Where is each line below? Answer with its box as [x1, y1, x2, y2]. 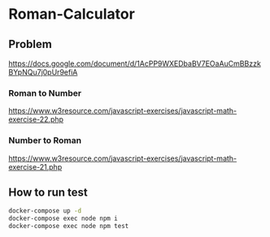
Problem [8, 37, 53, 51]
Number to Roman [8, 135, 82, 146]
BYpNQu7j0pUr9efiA [8, 67, 78, 77]
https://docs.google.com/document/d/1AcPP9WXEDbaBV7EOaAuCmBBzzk [8, 58, 262, 68]
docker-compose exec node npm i [8, 214, 118, 223]
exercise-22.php [8, 114, 63, 124]
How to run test [8, 185, 88, 199]
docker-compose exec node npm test [8, 222, 129, 231]
